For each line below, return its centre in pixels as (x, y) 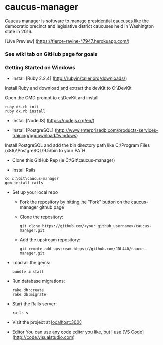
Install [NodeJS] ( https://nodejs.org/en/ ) (53, 121)
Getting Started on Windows (40, 67)
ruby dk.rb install (25, 111)
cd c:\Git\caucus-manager (32, 179)
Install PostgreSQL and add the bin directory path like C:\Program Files (78, 145)
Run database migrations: (39, 281)
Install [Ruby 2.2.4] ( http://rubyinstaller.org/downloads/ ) (70, 78)
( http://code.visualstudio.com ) (43, 337)
